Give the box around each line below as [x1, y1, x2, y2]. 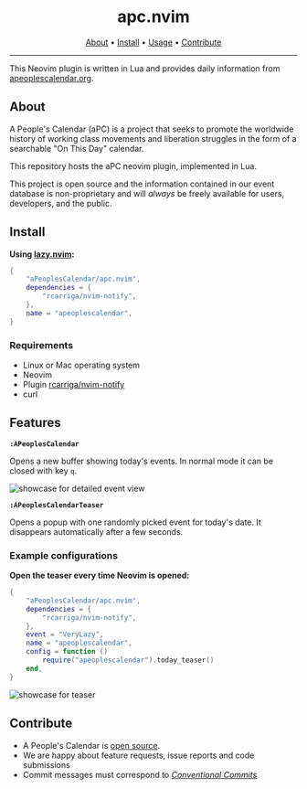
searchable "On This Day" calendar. [9, 143, 144, 154]
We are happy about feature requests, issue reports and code [22, 750, 255, 761]
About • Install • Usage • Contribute [85, 37, 222, 48]
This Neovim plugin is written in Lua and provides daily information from [9, 62, 281, 74]
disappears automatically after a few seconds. [9, 526, 184, 537]
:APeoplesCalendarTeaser [9, 500, 104, 509]
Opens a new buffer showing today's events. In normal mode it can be [9, 455, 274, 466]
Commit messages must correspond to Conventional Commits [22, 769, 258, 780]
